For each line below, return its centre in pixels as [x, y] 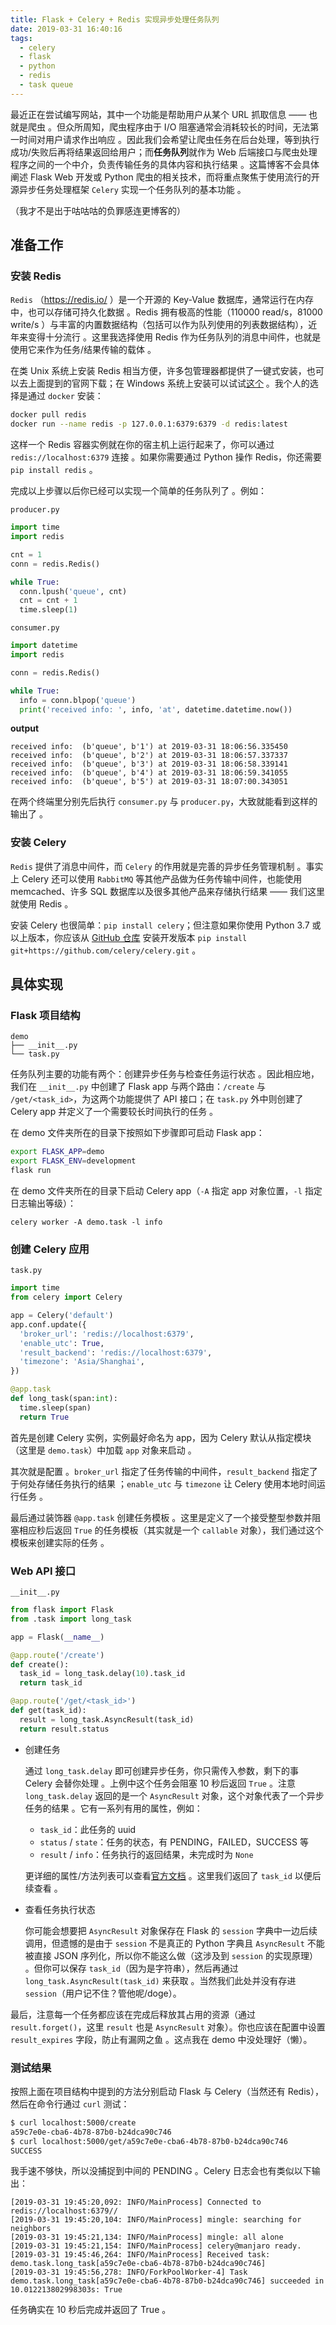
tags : [21, 38]
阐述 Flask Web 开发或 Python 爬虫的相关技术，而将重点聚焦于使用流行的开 [165, 177]
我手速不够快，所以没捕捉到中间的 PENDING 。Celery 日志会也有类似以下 [161, 2171]
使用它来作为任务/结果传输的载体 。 [83, 350]
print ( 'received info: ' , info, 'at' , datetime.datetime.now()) [156, 709]
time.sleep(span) [55, 1407]
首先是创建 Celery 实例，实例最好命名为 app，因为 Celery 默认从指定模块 [161, 1437]
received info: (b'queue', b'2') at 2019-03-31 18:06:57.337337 [149, 756]
